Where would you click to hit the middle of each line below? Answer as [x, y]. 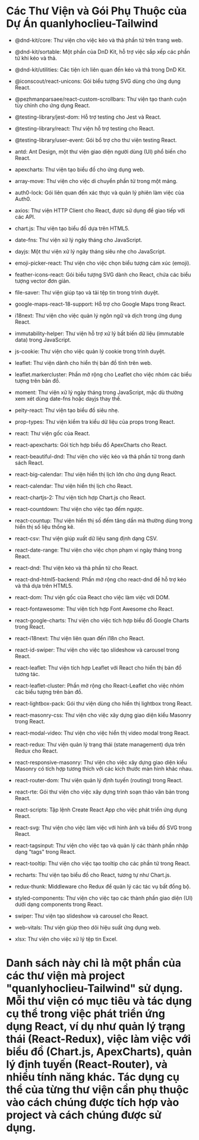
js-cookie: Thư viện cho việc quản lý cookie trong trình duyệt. [90, 351]
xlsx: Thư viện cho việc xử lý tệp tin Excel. [66, 939]
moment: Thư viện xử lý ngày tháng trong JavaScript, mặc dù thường [99, 392]
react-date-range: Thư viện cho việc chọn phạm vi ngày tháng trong [98, 550]
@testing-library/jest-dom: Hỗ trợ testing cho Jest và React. [88, 117]
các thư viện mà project [66, 976]
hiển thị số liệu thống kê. [45, 526]
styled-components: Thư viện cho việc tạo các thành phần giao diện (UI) [104, 898]
